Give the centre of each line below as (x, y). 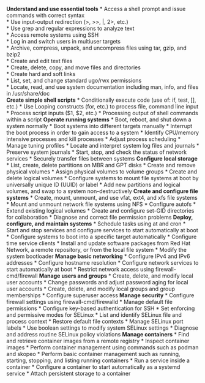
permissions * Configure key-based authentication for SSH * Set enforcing (101, 308)
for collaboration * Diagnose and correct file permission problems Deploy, (100, 217)
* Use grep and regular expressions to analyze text (70, 28)
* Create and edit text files (39, 61)
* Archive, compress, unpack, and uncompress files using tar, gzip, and (96, 48)
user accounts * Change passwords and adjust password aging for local (97, 282)
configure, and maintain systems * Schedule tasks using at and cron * (96, 224)
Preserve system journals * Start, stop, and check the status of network (97, 152)
